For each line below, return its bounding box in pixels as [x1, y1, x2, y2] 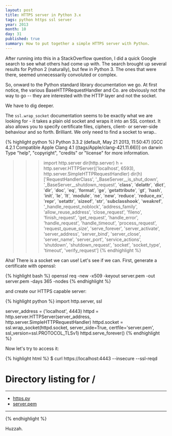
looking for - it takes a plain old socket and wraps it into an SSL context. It [5, 118, 161, 124]
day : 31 [5, 31, 22, 37]
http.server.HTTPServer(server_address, [5, 313, 91, 320]
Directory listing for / [5, 373, 96, 385]
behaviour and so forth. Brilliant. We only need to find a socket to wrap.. [5, 129, 157, 135]
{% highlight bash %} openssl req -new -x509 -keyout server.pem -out [5, 272, 155, 278]
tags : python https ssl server [5, 17, 72, 22]
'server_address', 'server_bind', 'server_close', [43, 231, 141, 237]
